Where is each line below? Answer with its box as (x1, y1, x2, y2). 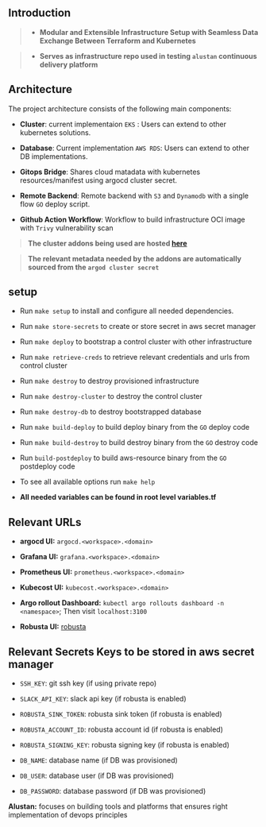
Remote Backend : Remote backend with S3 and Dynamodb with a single (19, 191, 249, 200)
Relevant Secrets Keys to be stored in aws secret (8, 645, 255, 659)
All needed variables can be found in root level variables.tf (19, 493, 217, 502)
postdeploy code (19, 462, 75, 471)
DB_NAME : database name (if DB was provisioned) (19, 756, 179, 765)
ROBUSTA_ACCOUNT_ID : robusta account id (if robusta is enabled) (19, 725, 224, 734)
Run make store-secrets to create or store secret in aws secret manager (19, 322, 256, 331)
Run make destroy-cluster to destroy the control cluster (19, 392, 202, 401)
